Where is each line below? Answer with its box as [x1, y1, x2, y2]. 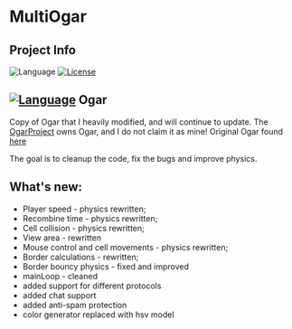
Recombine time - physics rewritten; [22, 212, 158, 223]
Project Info [9, 42, 77, 58]
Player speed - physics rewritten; [22, 203, 146, 214]
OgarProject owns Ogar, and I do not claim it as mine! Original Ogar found [9, 126, 283, 136]
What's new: [9, 179, 83, 195]
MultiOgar [9, 6, 88, 27]
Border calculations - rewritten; [22, 251, 139, 262]
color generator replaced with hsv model [22, 309, 174, 320]
